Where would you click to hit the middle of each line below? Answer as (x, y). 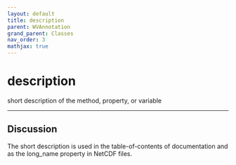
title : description (36, 20)
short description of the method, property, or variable (85, 100)
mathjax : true (28, 46)
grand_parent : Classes (40, 33)
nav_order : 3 (26, 40)
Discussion (32, 130)
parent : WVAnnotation (39, 27)
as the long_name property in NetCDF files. (70, 153)
